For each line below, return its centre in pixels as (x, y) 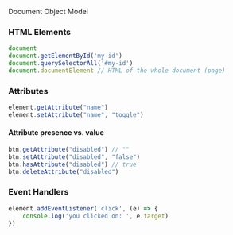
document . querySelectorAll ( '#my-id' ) (71, 64)
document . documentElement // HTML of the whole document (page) (117, 71)
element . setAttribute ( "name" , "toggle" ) (76, 114)
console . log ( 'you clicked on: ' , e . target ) (96, 216)
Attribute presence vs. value (56, 133)
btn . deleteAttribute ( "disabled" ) (64, 171)
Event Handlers (39, 192)
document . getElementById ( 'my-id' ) (66, 56)
